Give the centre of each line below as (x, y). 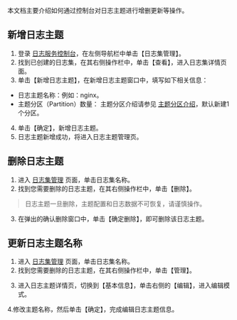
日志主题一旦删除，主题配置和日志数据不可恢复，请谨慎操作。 (115, 204)
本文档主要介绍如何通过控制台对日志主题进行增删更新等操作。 (98, 10)
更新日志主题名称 (45, 243)
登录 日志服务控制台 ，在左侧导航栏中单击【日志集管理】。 (101, 53)
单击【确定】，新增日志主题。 (60, 128)
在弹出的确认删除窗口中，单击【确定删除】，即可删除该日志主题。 (113, 219)
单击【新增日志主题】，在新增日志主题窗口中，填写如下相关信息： (113, 79)
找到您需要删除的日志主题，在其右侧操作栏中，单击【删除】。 (106, 188)
